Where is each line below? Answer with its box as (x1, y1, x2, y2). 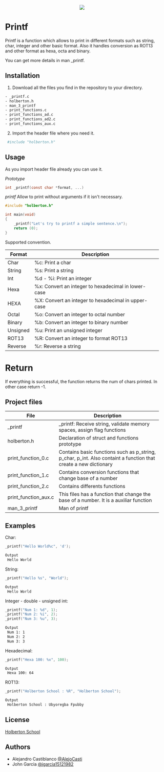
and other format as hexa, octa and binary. (5, 48, 91, 54)
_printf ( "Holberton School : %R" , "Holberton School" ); (5, 689, 121, 694)
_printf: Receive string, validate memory (58, 420, 150, 427)
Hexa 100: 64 (7, 670, 34, 676)
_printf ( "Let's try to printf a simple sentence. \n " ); (14, 221, 128, 226)
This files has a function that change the (58, 491, 151, 498)
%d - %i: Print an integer (34, 275, 92, 282)
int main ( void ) (5, 212, 36, 217)
